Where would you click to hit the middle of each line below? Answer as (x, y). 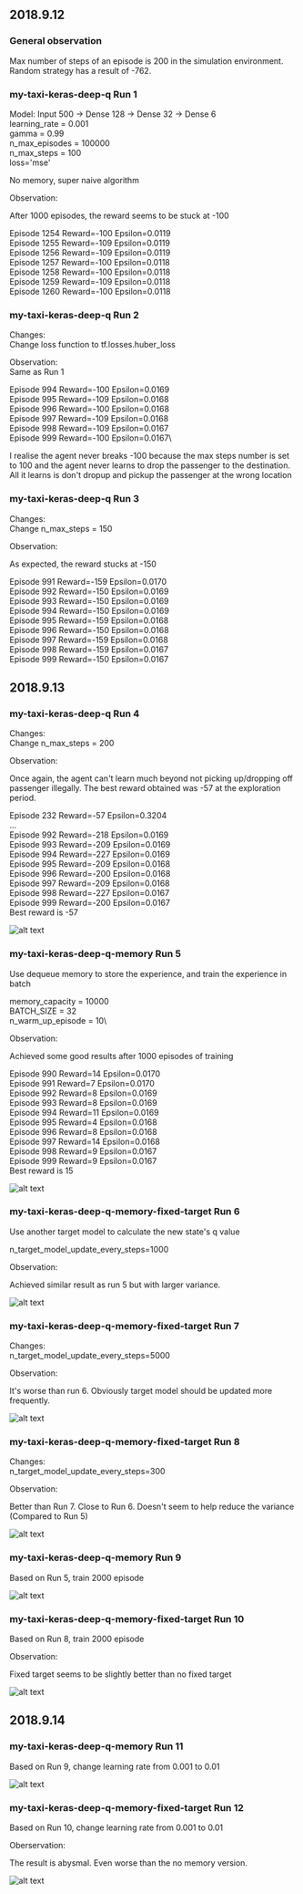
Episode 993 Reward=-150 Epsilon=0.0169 (90, 600)
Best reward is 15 (41, 1171)
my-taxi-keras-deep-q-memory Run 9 (96, 1557)
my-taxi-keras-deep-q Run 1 (74, 94)
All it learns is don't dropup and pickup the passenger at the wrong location (151, 475)
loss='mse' (30, 162)
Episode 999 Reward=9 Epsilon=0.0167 (83, 1160)
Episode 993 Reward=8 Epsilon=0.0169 (83, 1102)
